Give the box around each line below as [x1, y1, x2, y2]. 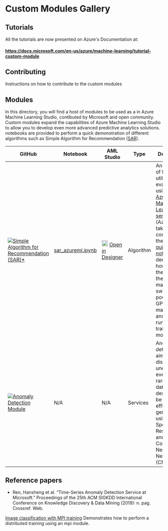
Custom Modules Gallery [5, 3, 110, 15]
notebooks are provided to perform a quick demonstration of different [5, 130, 149, 136]
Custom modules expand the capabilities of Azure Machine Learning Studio [5, 119, 161, 125]
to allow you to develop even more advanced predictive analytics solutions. [5, 125, 160, 131]
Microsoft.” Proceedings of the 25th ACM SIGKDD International [12, 495, 142, 501]
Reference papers [5, 476, 62, 484]
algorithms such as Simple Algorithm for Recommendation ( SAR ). [5, 136, 139, 142]
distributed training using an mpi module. [5, 520, 90, 526]
